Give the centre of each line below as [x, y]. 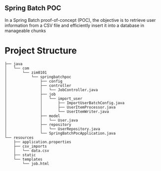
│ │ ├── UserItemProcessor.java [60, 107]
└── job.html [36, 164]
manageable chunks [25, 30]
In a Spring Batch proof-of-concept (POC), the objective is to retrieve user [80, 20]
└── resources [19, 138]
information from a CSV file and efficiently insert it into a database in [75, 25]
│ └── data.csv [31, 151]
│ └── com [17, 68]
